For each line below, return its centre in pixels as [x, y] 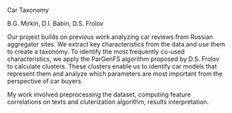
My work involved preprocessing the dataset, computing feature [99, 94]
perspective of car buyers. [45, 81]
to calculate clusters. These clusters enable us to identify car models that [112, 66]
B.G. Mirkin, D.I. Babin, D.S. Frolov [56, 23]
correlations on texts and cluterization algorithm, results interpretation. [108, 102]
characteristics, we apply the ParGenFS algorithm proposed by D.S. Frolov [114, 59]
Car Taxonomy [28, 10]
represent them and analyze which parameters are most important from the [115, 73]
